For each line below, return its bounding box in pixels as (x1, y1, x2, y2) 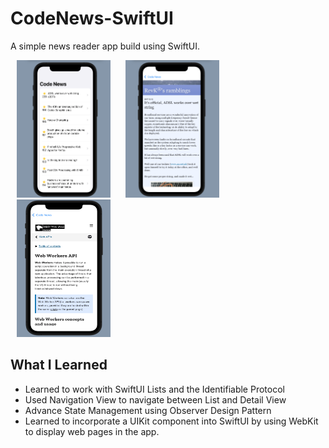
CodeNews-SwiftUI (10, 7, 174, 30)
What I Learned (10, 357, 108, 374)
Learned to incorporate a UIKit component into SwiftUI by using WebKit (24, 415, 319, 427)
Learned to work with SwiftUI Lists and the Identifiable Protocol (24, 383, 285, 395)
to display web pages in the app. (24, 425, 160, 437)
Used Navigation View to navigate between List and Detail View (24, 393, 287, 406)
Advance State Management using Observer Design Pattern (24, 404, 272, 416)
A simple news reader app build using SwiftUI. (10, 40, 201, 52)
